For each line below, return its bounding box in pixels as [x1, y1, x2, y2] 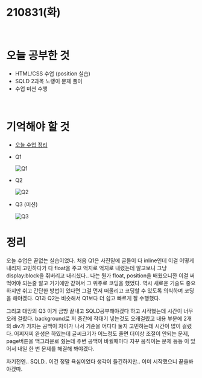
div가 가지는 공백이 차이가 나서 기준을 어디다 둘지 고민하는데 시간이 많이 [12, 322, 181, 329]
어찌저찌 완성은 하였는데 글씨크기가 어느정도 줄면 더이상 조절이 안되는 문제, [14, 330, 190, 337]
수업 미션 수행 [14, 85, 48, 92]
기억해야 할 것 [6, 120, 70, 134]
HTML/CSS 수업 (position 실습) [14, 70, 90, 77]
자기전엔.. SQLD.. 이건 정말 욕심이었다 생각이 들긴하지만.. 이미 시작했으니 [6, 358, 178, 365]
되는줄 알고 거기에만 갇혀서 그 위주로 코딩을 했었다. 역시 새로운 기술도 [22, 279, 185, 286]
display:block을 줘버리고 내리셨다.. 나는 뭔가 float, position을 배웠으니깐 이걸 [6, 272, 189, 279]
